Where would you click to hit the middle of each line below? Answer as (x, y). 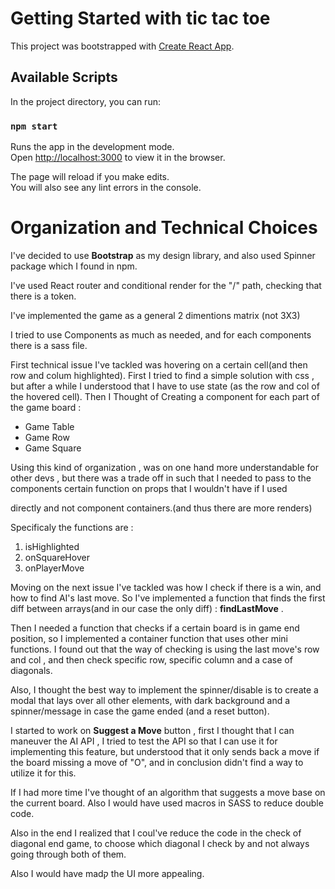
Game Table (49, 426)
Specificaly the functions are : (72, 527)
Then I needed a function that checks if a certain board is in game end (155, 628)
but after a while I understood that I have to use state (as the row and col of (165, 386)
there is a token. (43, 296)
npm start (34, 126)
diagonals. (31, 670)
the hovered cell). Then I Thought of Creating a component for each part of (165, 396)
